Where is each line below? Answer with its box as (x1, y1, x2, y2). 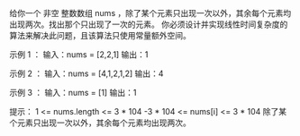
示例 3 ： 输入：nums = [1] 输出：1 (9, 88, 137, 98)
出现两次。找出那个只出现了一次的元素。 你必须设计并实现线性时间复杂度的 (9, 19, 288, 30)
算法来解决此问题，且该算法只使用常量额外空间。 (9, 30, 191, 40)
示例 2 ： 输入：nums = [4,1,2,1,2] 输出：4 (9, 68, 164, 79)
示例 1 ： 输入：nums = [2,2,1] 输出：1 (9, 49, 149, 60)
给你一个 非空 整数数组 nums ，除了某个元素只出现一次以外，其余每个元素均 (9, 8, 291, 18)
